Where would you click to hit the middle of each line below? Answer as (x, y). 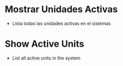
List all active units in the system (46, 58)
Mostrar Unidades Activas (61, 9)
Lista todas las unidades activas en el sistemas (61, 23)
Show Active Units (45, 44)
